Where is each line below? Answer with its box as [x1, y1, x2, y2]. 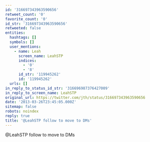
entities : [5, 30, 26, 35]
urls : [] [9, 81, 28, 86]
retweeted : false [5, 26, 41, 31]
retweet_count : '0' [5, 12, 46, 17]
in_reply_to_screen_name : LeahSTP [5, 90, 77, 95]
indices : [18, 58, 37, 63]
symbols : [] [9, 40, 35, 45]
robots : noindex [5, 109, 39, 114]
